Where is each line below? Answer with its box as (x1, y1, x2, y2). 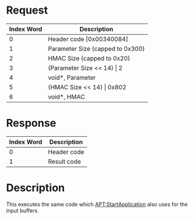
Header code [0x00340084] (48, 35, 128, 43)
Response (6, 117, 57, 130)
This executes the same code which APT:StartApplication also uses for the (6, 201, 188, 208)
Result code (48, 157, 81, 166)
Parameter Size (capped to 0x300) (48, 44, 145, 53)
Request (6, 4, 48, 17)
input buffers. (6, 207, 40, 214)
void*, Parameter (48, 73, 96, 82)
